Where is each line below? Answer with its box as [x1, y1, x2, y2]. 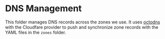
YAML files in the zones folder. [5, 29, 66, 35]
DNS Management [5, 3, 82, 14]
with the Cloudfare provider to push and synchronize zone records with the [5, 24, 159, 30]
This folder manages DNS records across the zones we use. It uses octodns [5, 19, 160, 25]
